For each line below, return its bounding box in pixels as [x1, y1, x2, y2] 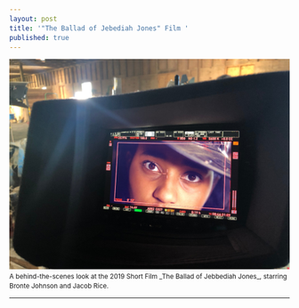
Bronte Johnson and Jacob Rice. [9, 281, 109, 291]
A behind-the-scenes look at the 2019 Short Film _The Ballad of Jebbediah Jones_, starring [9, 272, 287, 281]
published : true [9, 33, 69, 42]
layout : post [9, 14, 58, 23]
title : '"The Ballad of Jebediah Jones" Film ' [9, 23, 190, 33]
